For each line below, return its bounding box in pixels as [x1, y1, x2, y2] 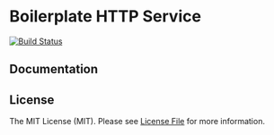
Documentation [9, 62, 99, 77]
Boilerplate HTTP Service [9, 6, 202, 27]
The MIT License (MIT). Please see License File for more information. [9, 116, 265, 127]
